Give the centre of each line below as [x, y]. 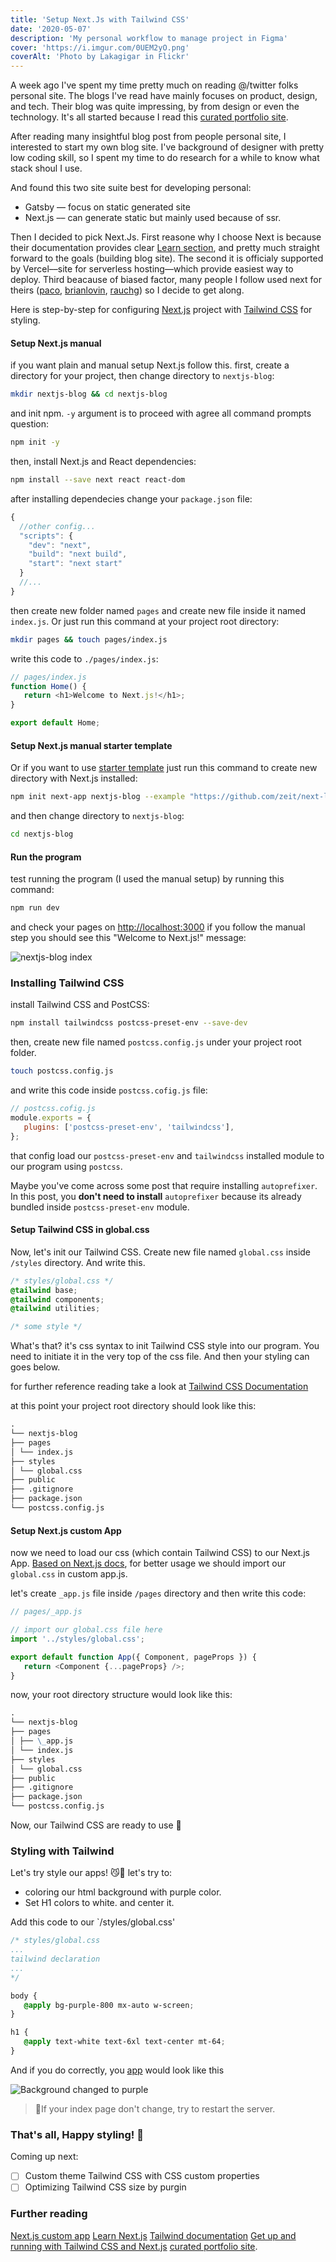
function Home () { [48, 686]
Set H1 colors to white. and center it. [99, 1903]
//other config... [58, 526]
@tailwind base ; [44, 1290]
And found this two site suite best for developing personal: [131, 188]
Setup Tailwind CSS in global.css [80, 1230]
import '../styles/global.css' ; [77, 1639]
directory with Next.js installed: [74, 778]
